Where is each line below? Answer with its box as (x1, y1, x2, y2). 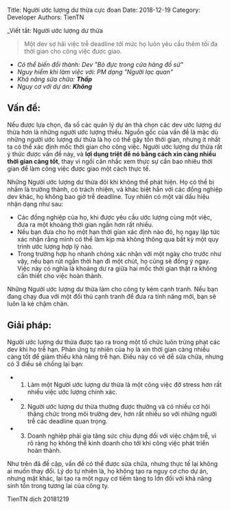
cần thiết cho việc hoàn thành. (16, 271, 104, 279)
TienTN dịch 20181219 (7, 495, 69, 503)
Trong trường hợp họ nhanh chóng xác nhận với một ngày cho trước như (16, 249, 222, 257)
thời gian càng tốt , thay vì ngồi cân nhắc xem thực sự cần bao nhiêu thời (7, 157, 213, 165)
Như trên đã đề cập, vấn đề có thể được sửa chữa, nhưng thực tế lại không (7, 459, 218, 467)
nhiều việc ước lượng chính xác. (27, 387, 118, 396)
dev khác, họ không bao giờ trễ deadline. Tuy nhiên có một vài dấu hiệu (7, 192, 209, 200)
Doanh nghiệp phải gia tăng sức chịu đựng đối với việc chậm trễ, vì (27, 432, 217, 440)
